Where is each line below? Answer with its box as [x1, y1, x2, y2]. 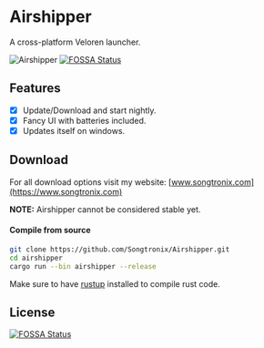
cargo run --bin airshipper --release [9, 261, 157, 271]
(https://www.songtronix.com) [9, 186, 123, 197]
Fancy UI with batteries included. [22, 115, 147, 126]
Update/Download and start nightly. [22, 105, 157, 116]
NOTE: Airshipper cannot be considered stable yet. [9, 203, 201, 215]
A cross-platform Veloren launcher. [9, 36, 141, 47]
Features [9, 80, 61, 97]
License [9, 304, 56, 320]
